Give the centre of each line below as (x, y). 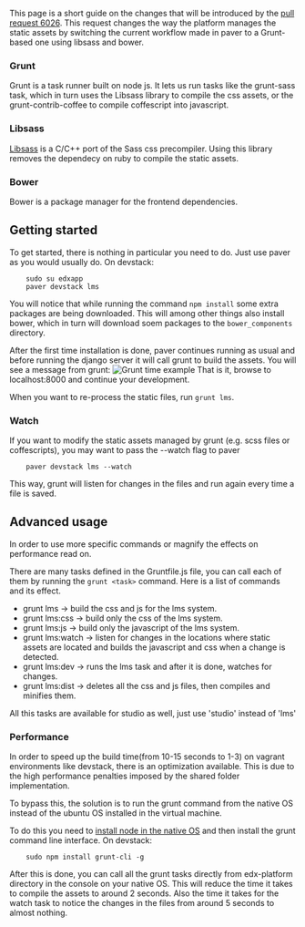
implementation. (40, 786)
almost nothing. (39, 913)
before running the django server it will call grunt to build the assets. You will (153, 360)
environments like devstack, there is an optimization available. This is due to (152, 767)
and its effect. (36, 591)
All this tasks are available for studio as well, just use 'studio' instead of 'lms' (153, 713)
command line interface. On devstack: (81, 840)
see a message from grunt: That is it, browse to (140, 369)
